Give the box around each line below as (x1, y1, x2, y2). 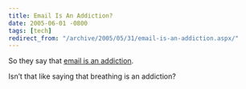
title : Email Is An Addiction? (8, 11, 113, 20)
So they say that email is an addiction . (8, 56, 134, 66)
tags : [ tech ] (8, 26, 52, 34)
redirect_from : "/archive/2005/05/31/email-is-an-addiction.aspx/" (8, 34, 240, 42)
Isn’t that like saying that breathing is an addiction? (8, 71, 177, 81)
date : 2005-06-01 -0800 (8, 19, 88, 27)
